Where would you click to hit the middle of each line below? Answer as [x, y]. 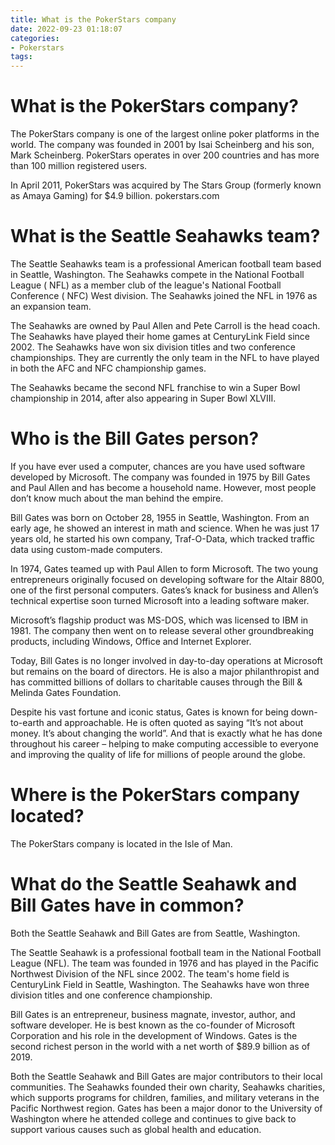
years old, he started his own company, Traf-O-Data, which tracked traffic [163, 538]
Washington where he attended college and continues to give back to [153, 1118]
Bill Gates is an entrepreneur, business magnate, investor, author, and [153, 1014]
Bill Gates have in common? [127, 905]
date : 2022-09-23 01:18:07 [66, 29]
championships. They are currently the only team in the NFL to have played [165, 357]
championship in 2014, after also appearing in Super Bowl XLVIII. [143, 398]
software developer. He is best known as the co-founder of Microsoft [153, 1025]
